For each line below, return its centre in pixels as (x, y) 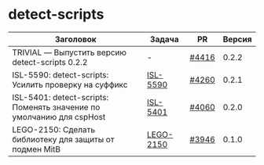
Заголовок (75, 39)
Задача (164, 39)
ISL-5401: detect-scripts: (60, 97)
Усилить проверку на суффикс (70, 84)
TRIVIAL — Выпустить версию (70, 52)
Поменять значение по (56, 107)
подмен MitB (37, 149)
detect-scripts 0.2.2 (50, 62)
